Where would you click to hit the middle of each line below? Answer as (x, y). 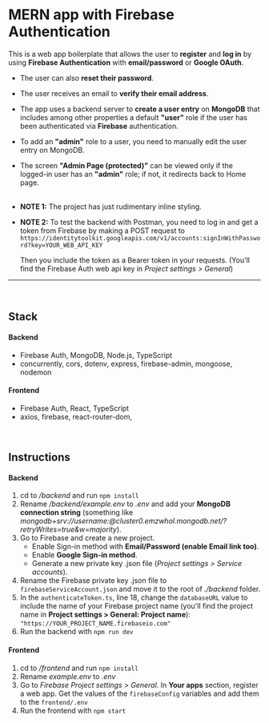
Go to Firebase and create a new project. (87, 538)
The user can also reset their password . (87, 78)
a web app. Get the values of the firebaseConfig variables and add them (139, 693)
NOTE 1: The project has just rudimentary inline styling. (110, 207)
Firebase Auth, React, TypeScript (74, 408)
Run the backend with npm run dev (76, 632)
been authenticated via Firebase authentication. (99, 126)
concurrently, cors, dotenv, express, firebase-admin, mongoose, (126, 364)
